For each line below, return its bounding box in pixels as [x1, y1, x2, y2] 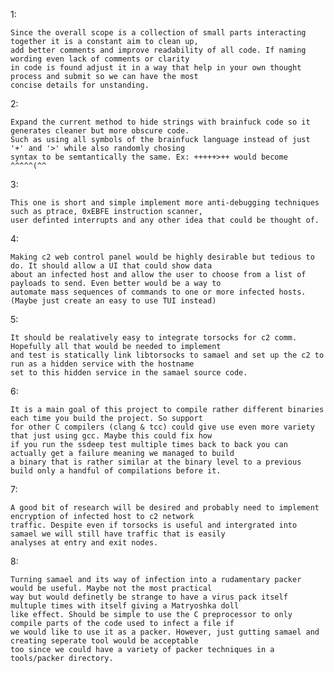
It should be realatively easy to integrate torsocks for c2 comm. [10, 333, 298, 343]
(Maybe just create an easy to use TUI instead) [10, 296, 217, 306]
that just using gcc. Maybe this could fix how [10, 431, 213, 441]
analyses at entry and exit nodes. [10, 538, 159, 548]
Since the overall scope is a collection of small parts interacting [10, 28, 307, 38]
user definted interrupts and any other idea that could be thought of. [10, 215, 320, 225]
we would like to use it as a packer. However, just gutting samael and [10, 627, 320, 637]
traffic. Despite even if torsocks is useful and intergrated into [10, 520, 298, 530]
